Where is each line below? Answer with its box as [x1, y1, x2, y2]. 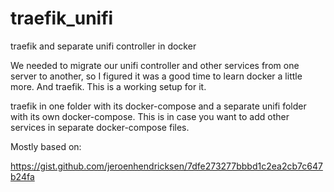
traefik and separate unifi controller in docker [10, 40, 197, 52]
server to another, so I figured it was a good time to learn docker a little [10, 70, 303, 82]
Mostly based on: [10, 140, 82, 152]
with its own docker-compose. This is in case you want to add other [10, 110, 290, 122]
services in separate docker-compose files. [10, 121, 190, 133]
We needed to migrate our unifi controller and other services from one [10, 59, 300, 71]
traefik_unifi [10, 7, 114, 30]
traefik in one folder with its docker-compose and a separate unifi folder [10, 100, 307, 112]
